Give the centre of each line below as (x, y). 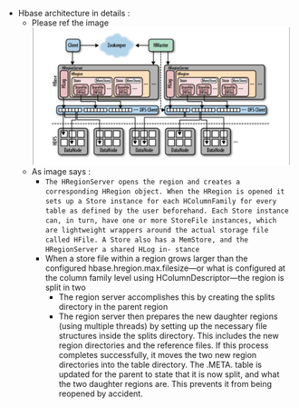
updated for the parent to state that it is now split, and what (169, 374)
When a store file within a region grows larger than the (146, 259)
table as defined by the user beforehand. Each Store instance (167, 211)
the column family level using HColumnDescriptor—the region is (164, 278)
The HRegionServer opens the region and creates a (143, 182)
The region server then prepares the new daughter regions (168, 316)
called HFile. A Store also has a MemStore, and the (147, 240)
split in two (65, 288)
